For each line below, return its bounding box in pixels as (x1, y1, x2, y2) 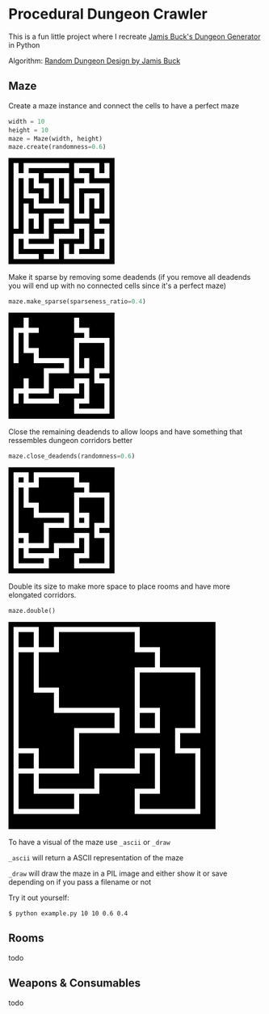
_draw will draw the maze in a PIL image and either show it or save (8, 868, 228, 878)
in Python (8, 40, 40, 49)
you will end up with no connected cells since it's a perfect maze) (8, 281, 227, 291)
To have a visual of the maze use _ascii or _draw (8, 837, 171, 847)
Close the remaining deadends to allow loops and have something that (8, 427, 243, 437)
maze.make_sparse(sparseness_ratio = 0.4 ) (8, 298, 147, 306)
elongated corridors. (8, 590, 77, 599)
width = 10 (8, 117, 45, 125)
